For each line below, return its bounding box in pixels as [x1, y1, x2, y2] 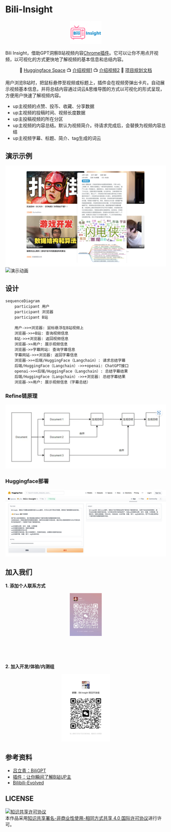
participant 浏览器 [14, 309, 54, 315]
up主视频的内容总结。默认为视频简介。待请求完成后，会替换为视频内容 [12, 123, 162, 129]
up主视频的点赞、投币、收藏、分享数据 [12, 103, 94, 109]
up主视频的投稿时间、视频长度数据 [12, 110, 86, 116]
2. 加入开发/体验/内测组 [5, 663, 55, 670]
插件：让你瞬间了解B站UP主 [12, 774, 71, 780]
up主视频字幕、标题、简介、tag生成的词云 [12, 135, 101, 141]
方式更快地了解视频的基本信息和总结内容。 [36, 56, 126, 62]
